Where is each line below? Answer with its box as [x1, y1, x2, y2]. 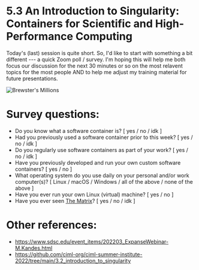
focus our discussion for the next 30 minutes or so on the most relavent [6, 62, 183, 69]
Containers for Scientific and [6, 17, 153, 31]
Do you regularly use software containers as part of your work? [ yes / [14, 146, 189, 153]
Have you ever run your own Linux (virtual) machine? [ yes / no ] [14, 190, 174, 198]
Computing [75, 30, 133, 43]
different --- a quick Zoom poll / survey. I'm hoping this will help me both [6, 56, 186, 63]
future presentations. [6, 75, 58, 82]
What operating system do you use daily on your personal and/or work [14, 172, 190, 179]
